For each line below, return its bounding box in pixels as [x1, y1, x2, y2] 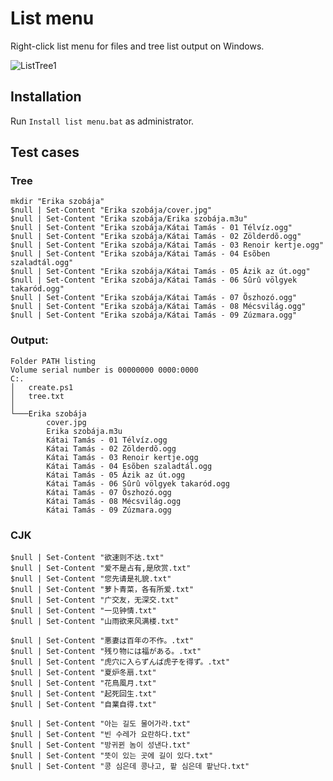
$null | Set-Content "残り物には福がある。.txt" [10, 647, 202, 657]
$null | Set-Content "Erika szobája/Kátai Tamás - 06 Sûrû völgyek [10, 275, 298, 286]
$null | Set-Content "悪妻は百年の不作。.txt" [10, 636, 195, 646]
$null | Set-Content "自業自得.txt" [10, 700, 157, 710]
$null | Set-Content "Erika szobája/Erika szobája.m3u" [10, 214, 248, 224]
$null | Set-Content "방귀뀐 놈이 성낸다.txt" [10, 740, 191, 751]
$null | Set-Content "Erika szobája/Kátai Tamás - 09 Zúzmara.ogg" [10, 310, 298, 321]
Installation [10, 88, 82, 106]
